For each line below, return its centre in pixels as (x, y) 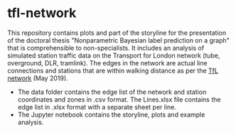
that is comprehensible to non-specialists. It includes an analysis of (106, 48)
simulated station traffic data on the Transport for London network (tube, (114, 55)
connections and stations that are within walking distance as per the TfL (113, 70)
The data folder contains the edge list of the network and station (112, 92)
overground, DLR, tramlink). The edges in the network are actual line (107, 63)
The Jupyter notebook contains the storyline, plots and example (111, 115)
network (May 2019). (38, 78)
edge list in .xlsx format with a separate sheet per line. (97, 107)
